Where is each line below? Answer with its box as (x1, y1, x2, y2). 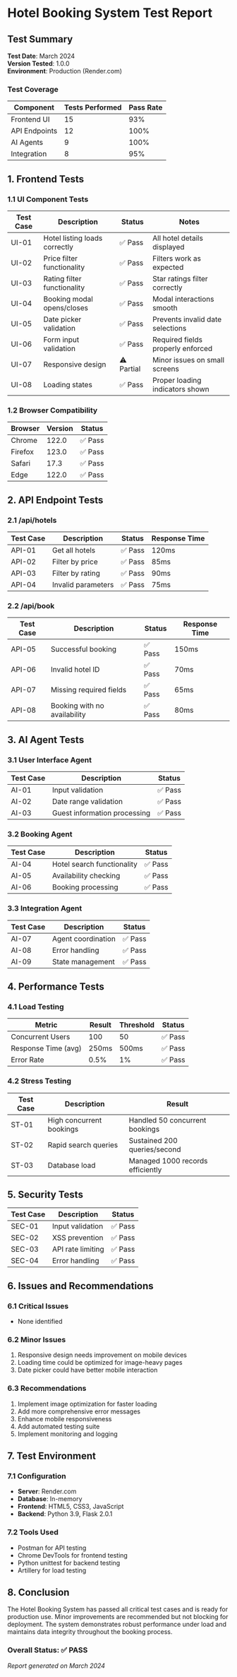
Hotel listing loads (43, 233, 103, 243)
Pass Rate (128, 102, 163, 112)
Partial (119, 364, 141, 374)
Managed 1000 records (128, 1156, 208, 1166)
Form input (43, 334, 80, 344)
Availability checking (51, 871, 121, 881)
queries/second (128, 1144, 181, 1154)
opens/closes (43, 302, 88, 312)
